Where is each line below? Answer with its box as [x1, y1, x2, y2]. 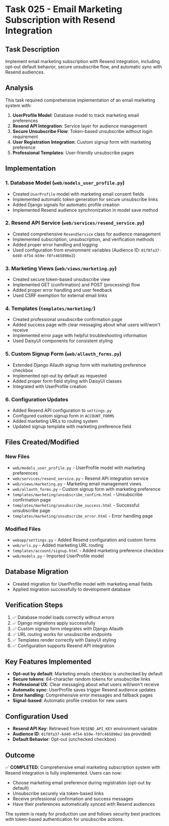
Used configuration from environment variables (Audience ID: [12, 247, 140, 253]
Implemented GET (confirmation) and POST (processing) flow [12, 282, 140, 288]
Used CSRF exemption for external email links [12, 292, 108, 298]
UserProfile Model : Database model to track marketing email [12, 112, 139, 118]
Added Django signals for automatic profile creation [12, 202, 120, 208]
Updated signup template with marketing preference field [12, 423, 132, 429]
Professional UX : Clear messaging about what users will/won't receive [12, 681, 159, 687]
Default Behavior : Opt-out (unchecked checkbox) [12, 736, 117, 742]
